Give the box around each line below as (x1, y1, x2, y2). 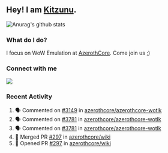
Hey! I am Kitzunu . (6, 5, 77, 15)
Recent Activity (6, 92, 53, 101)
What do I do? (6, 35, 47, 44)
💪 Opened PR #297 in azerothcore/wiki (14, 139, 111, 146)
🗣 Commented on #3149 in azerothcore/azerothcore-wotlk (14, 106, 162, 113)
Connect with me (6, 64, 57, 73)
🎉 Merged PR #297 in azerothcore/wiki (14, 133, 111, 140)
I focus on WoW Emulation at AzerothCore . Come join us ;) (6, 49, 151, 56)
